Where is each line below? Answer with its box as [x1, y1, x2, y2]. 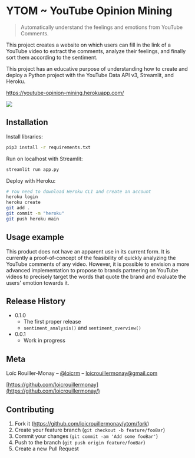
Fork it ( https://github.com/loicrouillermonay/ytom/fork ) [14, 420, 150, 427]
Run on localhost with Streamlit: [6, 155, 83, 162]
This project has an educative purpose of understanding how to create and [6, 65, 189, 72]
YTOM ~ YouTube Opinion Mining [6, 4, 173, 18]
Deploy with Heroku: [6, 177, 56, 184]
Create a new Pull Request [14, 445, 80, 452]
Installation [6, 117, 48, 127]
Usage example [6, 232, 65, 242]
